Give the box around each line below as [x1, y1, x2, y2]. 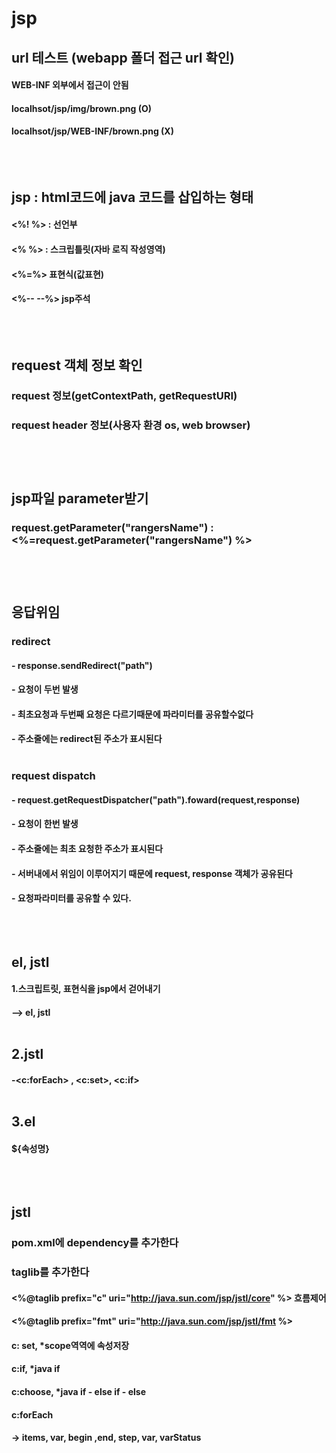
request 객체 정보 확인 [11, 357, 143, 374]
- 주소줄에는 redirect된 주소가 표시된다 [11, 733, 163, 745]
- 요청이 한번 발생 [11, 818, 79, 830]
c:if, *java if [11, 1363, 61, 1375]
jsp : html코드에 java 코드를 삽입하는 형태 [11, 188, 254, 206]
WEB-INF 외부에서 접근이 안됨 [11, 79, 129, 91]
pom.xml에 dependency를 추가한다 [11, 1236, 179, 1250]
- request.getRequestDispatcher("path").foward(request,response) [11, 793, 301, 806]
